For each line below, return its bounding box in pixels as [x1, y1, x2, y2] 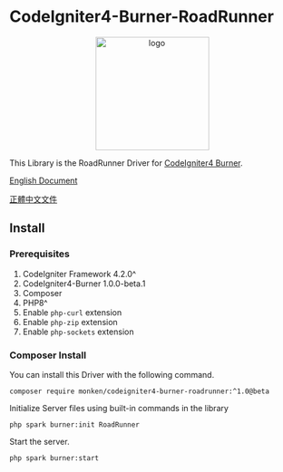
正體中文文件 [9, 193, 57, 205]
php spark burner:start [9, 453, 100, 463]
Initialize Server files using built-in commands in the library [9, 402, 229, 413]
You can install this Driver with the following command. [9, 369, 215, 380]
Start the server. [9, 436, 70, 447]
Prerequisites [9, 247, 70, 260]
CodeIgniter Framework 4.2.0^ [22, 268, 137, 279]
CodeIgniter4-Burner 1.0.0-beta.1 [22, 278, 146, 289]
